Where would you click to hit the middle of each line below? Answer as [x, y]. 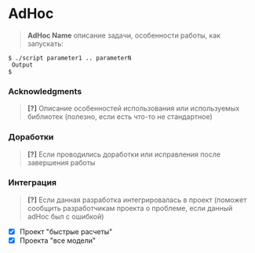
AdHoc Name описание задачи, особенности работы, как [124, 35]
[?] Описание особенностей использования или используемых [133, 108]
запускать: [46, 43]
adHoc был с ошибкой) [66, 216]
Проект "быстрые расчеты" [66, 231]
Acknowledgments [45, 91]
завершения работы [61, 162]
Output [22, 65]
